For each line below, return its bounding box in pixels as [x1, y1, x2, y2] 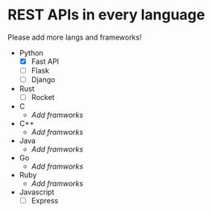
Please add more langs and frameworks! [7, 32, 142, 42]
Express [31, 196, 59, 206]
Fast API [31, 56, 60, 66]
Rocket [31, 93, 55, 102]
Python [19, 48, 44, 57]
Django [31, 75, 56, 85]
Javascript [19, 187, 55, 197]
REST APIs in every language [7, 6, 206, 24]
